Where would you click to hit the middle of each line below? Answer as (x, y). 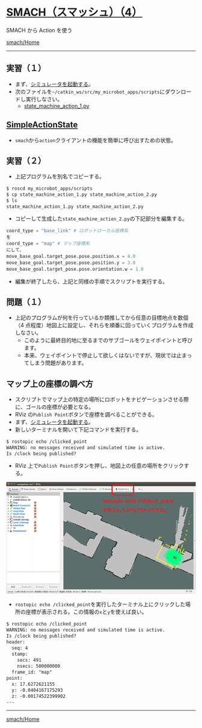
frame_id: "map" (32, 673)
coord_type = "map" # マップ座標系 (48, 244)
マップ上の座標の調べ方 (50, 384)
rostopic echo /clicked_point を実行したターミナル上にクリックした (100, 604)
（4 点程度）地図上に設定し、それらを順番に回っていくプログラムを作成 (104, 325)
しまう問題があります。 (58, 363)
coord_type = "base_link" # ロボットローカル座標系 (67, 231)
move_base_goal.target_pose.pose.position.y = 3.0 (71, 263)
